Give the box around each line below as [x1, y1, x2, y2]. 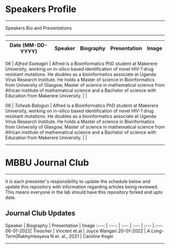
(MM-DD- [22, 41, 48, 48]
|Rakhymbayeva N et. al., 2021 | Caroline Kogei [16, 233, 114, 239]
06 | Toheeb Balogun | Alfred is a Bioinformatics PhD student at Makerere [5, 102, 158, 108]
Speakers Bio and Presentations [5, 25, 72, 31]
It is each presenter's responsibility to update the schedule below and [5, 178, 151, 184]
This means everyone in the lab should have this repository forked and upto [5, 189, 163, 195]
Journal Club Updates [5, 209, 76, 218]
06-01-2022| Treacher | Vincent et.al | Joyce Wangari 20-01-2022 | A [5, 228, 150, 234]
